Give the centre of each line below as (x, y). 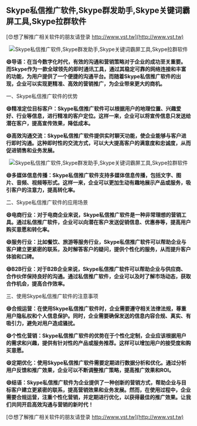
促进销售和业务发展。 (32, 150)
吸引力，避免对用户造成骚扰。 (42, 323)
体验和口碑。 (21, 256)
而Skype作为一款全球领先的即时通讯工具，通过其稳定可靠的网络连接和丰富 (96, 69)
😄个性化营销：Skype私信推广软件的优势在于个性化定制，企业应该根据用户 (96, 335)
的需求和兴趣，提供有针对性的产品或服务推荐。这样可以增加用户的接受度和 (96, 343)
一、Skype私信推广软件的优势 (42, 96)
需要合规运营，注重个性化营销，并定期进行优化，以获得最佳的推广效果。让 (96, 397)
